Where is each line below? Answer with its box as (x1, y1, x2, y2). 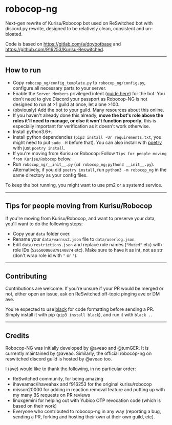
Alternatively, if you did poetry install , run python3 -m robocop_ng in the (12, 166, 167, 173)
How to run (5, 66, 41, 75)
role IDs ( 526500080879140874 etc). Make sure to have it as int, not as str (12, 247, 163, 253)
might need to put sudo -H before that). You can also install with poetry (12, 139, 162, 145)
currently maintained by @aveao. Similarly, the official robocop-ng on (5, 350, 152, 356)
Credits (5, 331, 30, 340)
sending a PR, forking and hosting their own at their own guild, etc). (12, 414, 155, 420)
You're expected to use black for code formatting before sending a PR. (5, 306, 155, 312)
